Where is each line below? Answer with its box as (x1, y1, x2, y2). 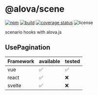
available (38, 58, 61, 65)
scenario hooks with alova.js (5, 29, 62, 35)
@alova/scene (5, 3, 65, 15)
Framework (7, 58, 34, 65)
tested (65, 58, 80, 65)
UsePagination (5, 43, 50, 52)
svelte (7, 82, 21, 89)
